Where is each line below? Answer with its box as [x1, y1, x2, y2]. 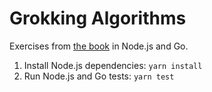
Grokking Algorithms [9, 7, 187, 30]
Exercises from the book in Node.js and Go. [9, 40, 189, 52]
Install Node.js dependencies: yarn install [23, 59, 203, 71]
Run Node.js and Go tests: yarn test [23, 70, 175, 82]
